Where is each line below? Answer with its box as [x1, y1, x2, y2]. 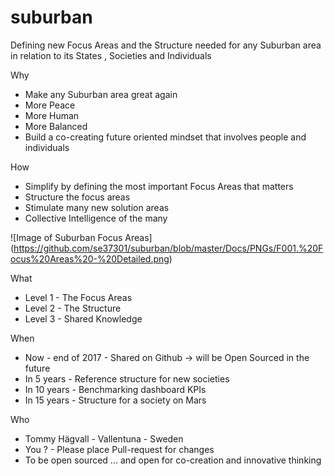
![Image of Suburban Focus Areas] [10, 231, 153, 243]
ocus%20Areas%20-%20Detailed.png [10, 252, 170, 265]
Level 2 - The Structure [24, 302, 122, 314]
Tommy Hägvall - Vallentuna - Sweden [24, 432, 184, 445]
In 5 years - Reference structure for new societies [24, 372, 230, 385]
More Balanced [24, 120, 88, 132]
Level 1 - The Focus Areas [24, 291, 133, 303]
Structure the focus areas [24, 191, 131, 203]
